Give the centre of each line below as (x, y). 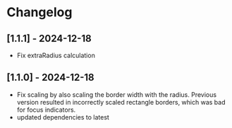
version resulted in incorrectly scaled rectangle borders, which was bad (121, 102)
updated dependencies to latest (63, 117)
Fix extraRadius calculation (56, 55)
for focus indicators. (46, 110)
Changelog (39, 12)
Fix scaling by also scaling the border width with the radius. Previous (116, 94)
